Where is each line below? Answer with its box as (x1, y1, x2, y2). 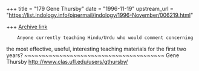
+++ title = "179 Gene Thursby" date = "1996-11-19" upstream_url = (6, 5, 174, 12)
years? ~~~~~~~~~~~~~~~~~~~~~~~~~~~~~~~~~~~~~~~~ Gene (6, 52, 180, 59)
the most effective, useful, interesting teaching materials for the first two (6, 45, 186, 52)
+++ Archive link (6, 23, 48, 30)
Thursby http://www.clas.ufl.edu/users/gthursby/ (6, 58, 128, 65)
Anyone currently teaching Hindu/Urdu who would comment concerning (17, 35, 194, 41)
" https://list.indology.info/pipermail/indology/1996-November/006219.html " (6, 11, 194, 19)
